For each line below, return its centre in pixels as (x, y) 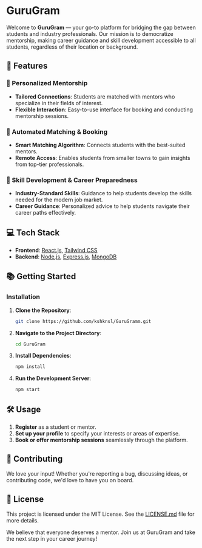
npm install (30, 367)
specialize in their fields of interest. (59, 103)
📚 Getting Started (41, 276)
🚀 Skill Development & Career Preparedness (72, 180)
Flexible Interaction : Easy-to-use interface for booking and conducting (104, 109)
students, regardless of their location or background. (72, 47)
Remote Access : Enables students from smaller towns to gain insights (103, 158)
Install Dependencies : (43, 356)
